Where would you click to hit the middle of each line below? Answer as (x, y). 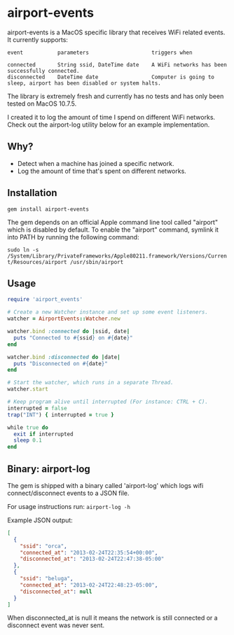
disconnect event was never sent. (56, 625)
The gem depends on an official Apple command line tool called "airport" (113, 222)
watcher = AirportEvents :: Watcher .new (64, 319)
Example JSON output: (40, 520)
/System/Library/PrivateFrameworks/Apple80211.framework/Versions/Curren (117, 256)
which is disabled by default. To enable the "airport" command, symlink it (113, 230)
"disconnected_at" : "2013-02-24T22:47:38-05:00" (92, 559)
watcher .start (28, 389)
